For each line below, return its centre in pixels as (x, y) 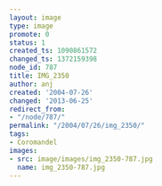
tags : (19, 134)
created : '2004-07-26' (51, 92)
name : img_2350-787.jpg (61, 167)
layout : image (36, 17)
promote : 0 (29, 34)
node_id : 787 (33, 68)
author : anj (31, 84)
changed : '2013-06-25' (51, 101)
